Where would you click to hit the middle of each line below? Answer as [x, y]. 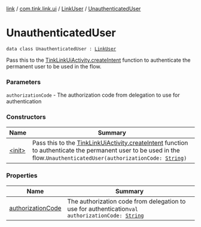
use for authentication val [103, 208]
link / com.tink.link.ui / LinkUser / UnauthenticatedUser [74, 9]
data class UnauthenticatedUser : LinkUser [61, 49]
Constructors [26, 117]
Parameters [23, 82]
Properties [22, 175]
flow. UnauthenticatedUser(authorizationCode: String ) [109, 157]
